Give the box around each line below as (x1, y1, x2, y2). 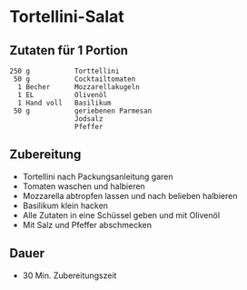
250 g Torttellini (9, 66, 120, 75)
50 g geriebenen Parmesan (13, 106, 153, 115)
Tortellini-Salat (9, 6, 124, 27)
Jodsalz (74, 115, 104, 124)
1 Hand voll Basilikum (17, 98, 112, 107)
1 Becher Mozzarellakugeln (17, 83, 141, 92)
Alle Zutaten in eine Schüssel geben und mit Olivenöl (22, 209, 221, 220)
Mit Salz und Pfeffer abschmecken (22, 219, 153, 230)
